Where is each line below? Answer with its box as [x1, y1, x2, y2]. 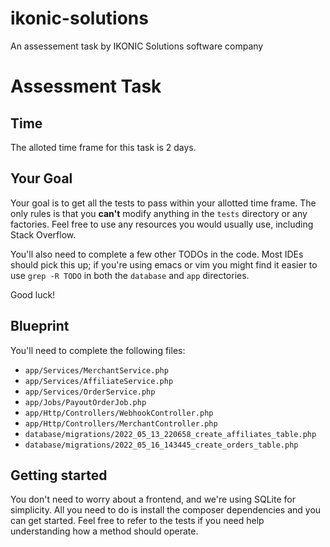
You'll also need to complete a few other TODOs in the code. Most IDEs [10, 248, 304, 260]
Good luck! [10, 288, 56, 301]
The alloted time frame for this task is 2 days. [10, 141, 197, 153]
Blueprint [10, 318, 70, 335]
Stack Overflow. [10, 228, 77, 241]
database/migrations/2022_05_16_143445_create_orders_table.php [24, 440, 299, 450]
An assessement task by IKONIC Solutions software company [10, 40, 264, 52]
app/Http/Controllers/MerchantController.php [24, 418, 218, 429]
